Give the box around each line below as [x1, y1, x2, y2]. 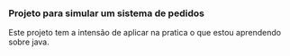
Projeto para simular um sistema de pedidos [8, 7, 204, 20]
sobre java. [8, 36, 50, 47]
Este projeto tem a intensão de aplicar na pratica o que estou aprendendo [8, 28, 281, 38]
